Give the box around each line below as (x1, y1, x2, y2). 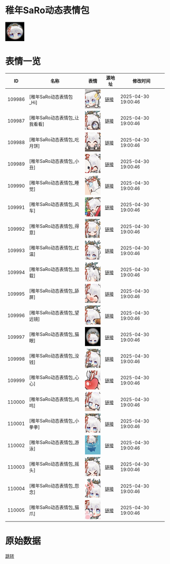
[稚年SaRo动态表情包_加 (29, 266, 79, 272)
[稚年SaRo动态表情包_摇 (29, 461, 79, 467)
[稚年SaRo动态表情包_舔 (29, 288, 79, 294)
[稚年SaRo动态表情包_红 (29, 244, 79, 251)
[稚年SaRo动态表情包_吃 (29, 136, 79, 143)
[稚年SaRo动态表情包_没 (29, 353, 79, 359)
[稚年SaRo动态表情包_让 (29, 115, 79, 121)
